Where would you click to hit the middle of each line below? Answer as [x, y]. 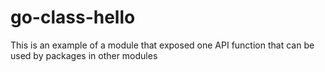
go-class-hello [73, 17]
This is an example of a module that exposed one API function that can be [162, 45]
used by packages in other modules [84, 55]
